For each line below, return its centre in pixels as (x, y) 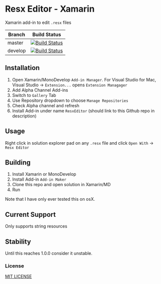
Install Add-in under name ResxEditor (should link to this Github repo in (83, 111)
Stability (18, 241)
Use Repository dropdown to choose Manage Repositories (70, 100)
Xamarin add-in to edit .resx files (38, 22)
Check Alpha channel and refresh (45, 105)
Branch (17, 34)
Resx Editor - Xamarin (50, 9)
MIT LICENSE (18, 277)
